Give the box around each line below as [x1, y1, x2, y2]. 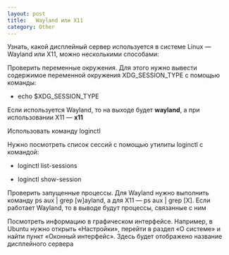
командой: [7, 148, 39, 157]
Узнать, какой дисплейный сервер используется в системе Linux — [7, 43, 211, 51]
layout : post [7, 10, 46, 18]
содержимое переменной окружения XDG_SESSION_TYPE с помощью [7, 71, 221, 79]
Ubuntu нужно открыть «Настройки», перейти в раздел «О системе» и [7, 225, 221, 233]
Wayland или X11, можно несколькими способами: [7, 50, 160, 58]
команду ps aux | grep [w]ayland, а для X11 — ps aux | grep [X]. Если [7, 196, 211, 204]
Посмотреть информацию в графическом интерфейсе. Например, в [7, 217, 213, 225]
